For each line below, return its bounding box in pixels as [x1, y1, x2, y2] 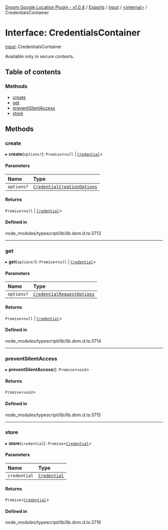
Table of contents [5, 68, 61, 77]
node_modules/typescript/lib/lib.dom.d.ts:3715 [5, 412, 101, 418]
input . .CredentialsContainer [5, 44, 62, 50]
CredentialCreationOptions [33, 184, 97, 189]
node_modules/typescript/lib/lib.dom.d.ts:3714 [5, 338, 101, 344]
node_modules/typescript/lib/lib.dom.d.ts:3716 [5, 519, 101, 525]
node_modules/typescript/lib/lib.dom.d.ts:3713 [5, 230, 101, 236]
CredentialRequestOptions [33, 292, 95, 297]
